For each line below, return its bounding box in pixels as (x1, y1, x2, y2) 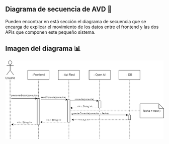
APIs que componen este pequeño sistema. (5, 29, 96, 35)
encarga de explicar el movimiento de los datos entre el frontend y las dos (5, 24, 159, 30)
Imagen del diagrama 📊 (5, 44, 81, 53)
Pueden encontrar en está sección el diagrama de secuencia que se (5, 18, 146, 24)
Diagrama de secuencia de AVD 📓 (5, 5, 112, 14)
